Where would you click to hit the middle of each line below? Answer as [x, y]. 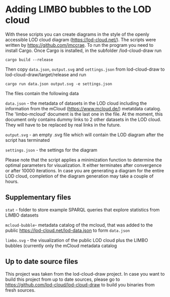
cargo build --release [29, 60]
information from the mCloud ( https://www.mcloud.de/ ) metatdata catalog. [83, 108]
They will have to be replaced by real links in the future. [63, 125]
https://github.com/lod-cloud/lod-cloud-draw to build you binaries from [80, 285]
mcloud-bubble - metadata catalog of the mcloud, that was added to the [79, 225]
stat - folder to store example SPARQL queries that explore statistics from [82, 210]
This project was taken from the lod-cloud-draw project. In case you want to [85, 274]
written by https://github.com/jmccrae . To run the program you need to [79, 45]
